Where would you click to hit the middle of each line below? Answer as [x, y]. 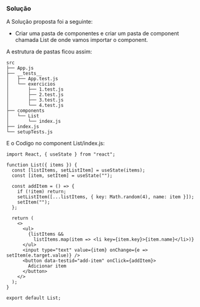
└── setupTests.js [29, 132]
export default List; [34, 298]
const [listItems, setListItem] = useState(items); [79, 171]
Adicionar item [47, 266]
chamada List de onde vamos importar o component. [81, 40]
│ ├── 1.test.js [35, 89]
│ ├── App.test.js [33, 79]
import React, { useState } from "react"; [61, 154]
